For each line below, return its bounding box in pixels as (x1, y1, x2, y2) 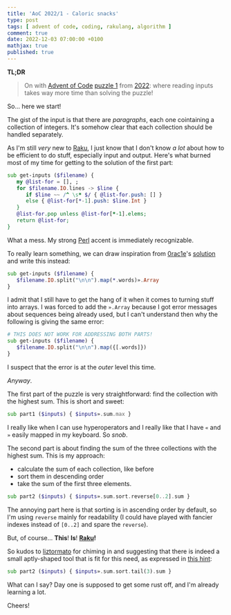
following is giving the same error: (7, 318, 104, 326)
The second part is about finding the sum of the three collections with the (7, 444, 217, 452)
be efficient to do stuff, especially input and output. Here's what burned (7, 150, 211, 159)
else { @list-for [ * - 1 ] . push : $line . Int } (25, 198, 147, 205)
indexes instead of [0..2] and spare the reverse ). (7, 520, 149, 528)
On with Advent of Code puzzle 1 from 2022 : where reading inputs (24, 81, 214, 89)
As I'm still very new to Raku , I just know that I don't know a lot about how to (7, 144, 225, 152)
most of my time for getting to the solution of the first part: (7, 158, 174, 166)
